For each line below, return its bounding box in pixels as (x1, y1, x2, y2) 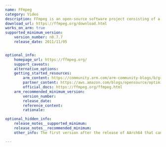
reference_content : (23, 103, 63, 108)
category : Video (5, 12, 39, 17)
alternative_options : (14, 66, 58, 72)
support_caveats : (14, 62, 50, 67)
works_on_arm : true (5, 26, 45, 31)
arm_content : (23, 75, 50, 80)
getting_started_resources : (14, 71, 72, 76)
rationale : (23, 108, 45, 112)
